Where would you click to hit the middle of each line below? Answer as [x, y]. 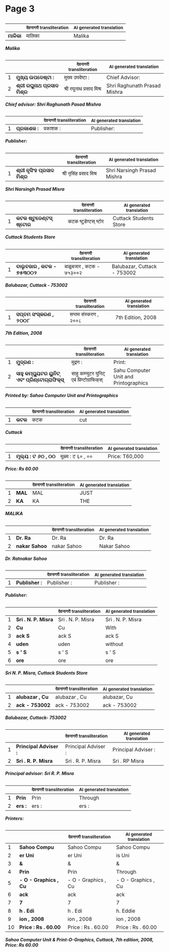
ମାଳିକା [15, 36]
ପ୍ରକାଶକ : [27, 129]
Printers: [15, 818]
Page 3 [20, 9]
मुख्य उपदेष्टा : [77, 77]
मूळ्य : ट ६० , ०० [76, 457]
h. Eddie [126, 911]
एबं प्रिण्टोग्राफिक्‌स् [87, 380]
